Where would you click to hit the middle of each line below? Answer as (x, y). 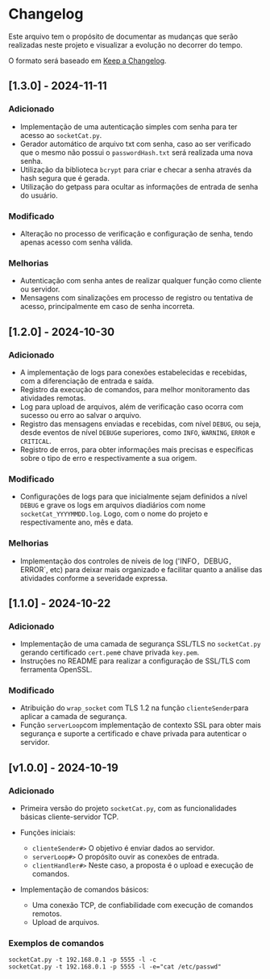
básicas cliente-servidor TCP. (69, 817)
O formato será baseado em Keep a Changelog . (87, 61)
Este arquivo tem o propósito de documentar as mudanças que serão (123, 36)
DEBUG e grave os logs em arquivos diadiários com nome (112, 505)
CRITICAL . (36, 441)
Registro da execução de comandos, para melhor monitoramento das (135, 389)
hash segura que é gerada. (65, 178)
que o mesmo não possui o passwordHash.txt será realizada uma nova (137, 152)
